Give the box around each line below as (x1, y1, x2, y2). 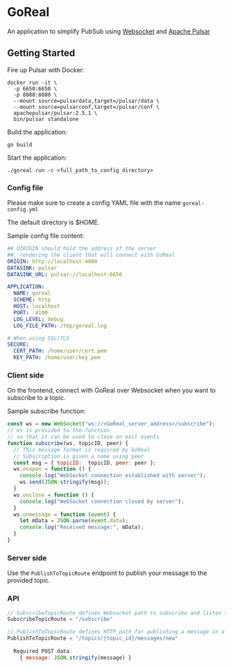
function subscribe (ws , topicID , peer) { (7, 440, 129, 446)
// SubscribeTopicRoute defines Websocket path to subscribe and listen (7, 609, 222, 617)
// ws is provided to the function (7, 427, 110, 434)
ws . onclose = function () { (13, 491, 95, 499)
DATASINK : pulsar (7, 265, 58, 272)
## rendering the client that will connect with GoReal (7, 251, 175, 258)
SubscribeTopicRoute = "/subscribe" (7, 616, 113, 623)
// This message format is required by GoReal (13, 446, 150, 453)
